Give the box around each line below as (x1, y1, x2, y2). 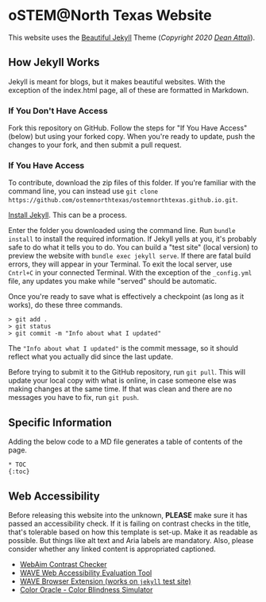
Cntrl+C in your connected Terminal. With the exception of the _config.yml (8, 268, 253, 278)
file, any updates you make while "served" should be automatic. (8, 277, 217, 286)
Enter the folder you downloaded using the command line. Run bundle (8, 226, 236, 235)
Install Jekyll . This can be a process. (8, 210, 127, 220)
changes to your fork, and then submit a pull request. (8, 140, 182, 150)
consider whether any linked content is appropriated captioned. (8, 544, 216, 553)
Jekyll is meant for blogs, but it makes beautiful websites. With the (8, 76, 226, 86)
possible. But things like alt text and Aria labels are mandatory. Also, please (8, 535, 254, 545)
